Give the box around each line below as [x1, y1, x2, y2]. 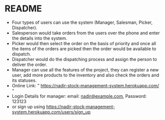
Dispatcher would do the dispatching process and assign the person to [11, 56, 157, 62]
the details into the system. [11, 35, 68, 41]
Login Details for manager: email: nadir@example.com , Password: [11, 93, 147, 99]
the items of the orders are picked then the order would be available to [11, 46, 157, 52]
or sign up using [11, 104, 45, 110]
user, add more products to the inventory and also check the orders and [11, 72, 160, 78]
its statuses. [11, 77, 37, 83]
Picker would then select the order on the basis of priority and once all [11, 40, 156, 46]
